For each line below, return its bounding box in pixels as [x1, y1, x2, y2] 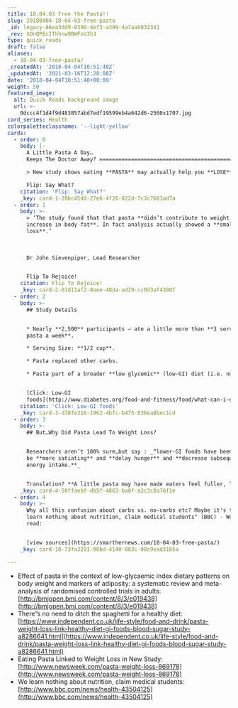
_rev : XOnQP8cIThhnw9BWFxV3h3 [7, 30, 97, 38]
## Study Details [25, 306, 78, 313]
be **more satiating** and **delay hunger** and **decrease [25, 455, 208, 462]
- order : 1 [13, 201, 46, 208]
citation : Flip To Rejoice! [20, 280, 103, 287]
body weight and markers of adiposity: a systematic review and [17, 579, 203, 587]
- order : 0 [13, 136, 46, 143]
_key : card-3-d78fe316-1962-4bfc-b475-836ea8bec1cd [20, 409, 176, 417]
